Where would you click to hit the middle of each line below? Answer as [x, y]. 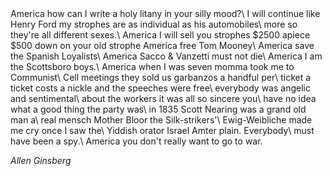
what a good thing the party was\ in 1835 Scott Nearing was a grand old [158, 109]
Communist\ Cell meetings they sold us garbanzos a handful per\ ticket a [161, 77]
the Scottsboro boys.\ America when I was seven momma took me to [152, 66]
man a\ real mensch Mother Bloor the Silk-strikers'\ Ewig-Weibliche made [161, 120]
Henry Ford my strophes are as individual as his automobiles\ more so [154, 24]
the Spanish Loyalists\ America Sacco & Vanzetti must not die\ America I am [166, 56]
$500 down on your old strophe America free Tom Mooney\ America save [162, 45]
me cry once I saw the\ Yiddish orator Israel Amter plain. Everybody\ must [162, 130]
